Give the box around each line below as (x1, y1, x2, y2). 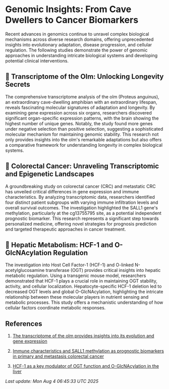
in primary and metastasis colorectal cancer (12, 353, 104, 359)
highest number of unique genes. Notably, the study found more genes (5, 120, 153, 127)
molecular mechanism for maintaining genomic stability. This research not (5, 131, 159, 137)
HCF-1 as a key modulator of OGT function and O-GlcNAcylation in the (12, 363, 159, 369)
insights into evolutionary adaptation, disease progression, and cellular (5, 41, 152, 47)
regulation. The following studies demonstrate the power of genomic (5, 47, 148, 53)
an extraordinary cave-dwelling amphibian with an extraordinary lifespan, (5, 99, 157, 105)
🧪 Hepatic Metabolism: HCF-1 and (5, 241, 114, 249)
